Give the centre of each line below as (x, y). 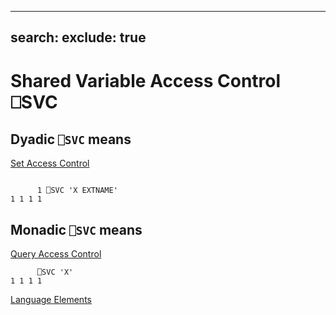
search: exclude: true (78, 37)
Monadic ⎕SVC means (76, 229)
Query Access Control (56, 254)
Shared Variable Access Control (146, 80)
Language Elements (51, 300)
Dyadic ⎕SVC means (71, 139)
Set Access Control (50, 163)
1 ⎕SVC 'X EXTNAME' (77, 191)
